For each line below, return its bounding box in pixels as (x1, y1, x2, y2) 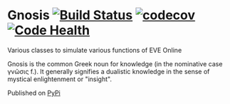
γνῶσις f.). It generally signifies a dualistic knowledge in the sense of (7, 67, 210, 76)
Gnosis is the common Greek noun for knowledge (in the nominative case (7, 59, 223, 68)
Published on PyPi (7, 88, 61, 97)
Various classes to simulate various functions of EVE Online (7, 46, 182, 54)
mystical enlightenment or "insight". (7, 75, 113, 83)
